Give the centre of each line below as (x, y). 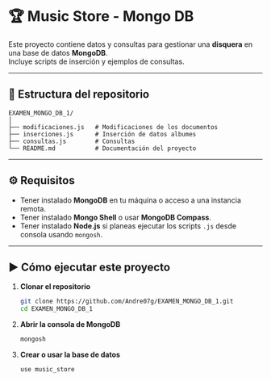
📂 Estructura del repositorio (79, 94)
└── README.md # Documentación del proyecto (102, 148)
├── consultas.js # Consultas (72, 141)
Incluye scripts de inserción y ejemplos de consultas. (96, 61)
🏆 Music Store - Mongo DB (101, 17)
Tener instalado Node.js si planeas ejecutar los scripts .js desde (128, 226)
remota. (33, 208)
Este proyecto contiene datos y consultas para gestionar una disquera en (131, 44)
